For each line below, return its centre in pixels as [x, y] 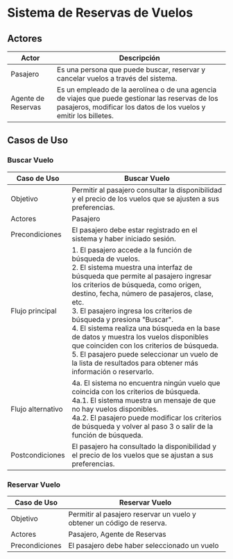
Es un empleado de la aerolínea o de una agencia [137, 90]
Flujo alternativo [37, 409]
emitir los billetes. [85, 116]
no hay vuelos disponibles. [115, 409]
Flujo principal [34, 311]
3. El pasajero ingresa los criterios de [132, 311]
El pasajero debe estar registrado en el [135, 229]
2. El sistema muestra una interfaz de [132, 267]
